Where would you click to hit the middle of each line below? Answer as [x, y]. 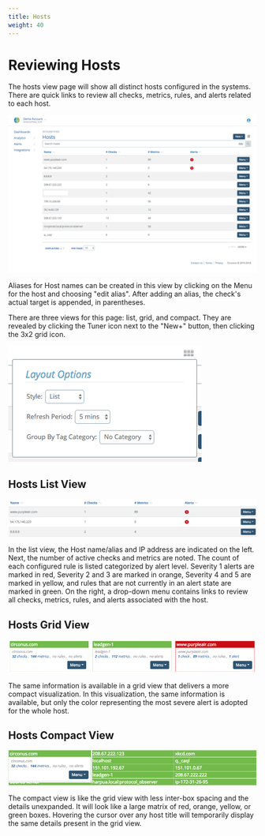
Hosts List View [47, 484]
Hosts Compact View [61, 735]
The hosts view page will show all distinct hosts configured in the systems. [129, 87]
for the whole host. [39, 710]
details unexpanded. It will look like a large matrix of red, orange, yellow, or [129, 806]
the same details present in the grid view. [75, 823]
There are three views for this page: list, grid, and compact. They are [120, 318]
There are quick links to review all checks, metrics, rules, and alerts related [130, 96]
